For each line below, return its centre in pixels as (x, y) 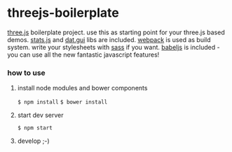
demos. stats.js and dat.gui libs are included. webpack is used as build (109, 39)
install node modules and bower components (82, 88)
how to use (26, 73)
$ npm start (35, 128)
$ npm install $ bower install (62, 102)
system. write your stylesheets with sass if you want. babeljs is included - (114, 47)
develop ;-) (34, 141)
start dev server (41, 115)
